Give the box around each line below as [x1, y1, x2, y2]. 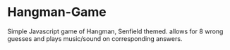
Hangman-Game [7, 4, 107, 20]
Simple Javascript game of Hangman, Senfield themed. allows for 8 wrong [7, 27, 224, 35]
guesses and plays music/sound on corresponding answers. [7, 34, 183, 42]
